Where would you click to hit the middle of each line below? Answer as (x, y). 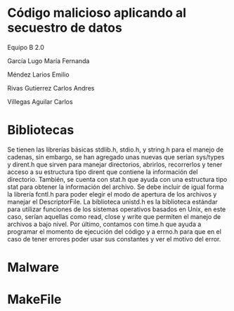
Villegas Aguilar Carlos (40, 101)
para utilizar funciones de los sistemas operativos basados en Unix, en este (117, 209)
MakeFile (34, 299)
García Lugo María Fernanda (48, 60)
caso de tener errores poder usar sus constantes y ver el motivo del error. (114, 239)
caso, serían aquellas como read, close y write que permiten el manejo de (114, 216)
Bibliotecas (41, 130)
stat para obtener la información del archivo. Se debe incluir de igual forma (116, 187)
